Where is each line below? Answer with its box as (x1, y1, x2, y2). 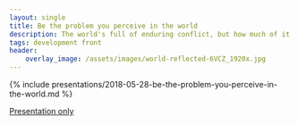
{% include (9, 79, 50, 89)
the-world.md (9, 88, 60, 99)
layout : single (9, 12, 66, 22)
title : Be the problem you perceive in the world (9, 21, 199, 30)
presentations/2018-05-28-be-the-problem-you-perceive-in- (51, 79, 277, 89)
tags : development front (9, 37, 102, 47)
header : (9, 46, 38, 55)
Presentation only (9, 106, 74, 116)
